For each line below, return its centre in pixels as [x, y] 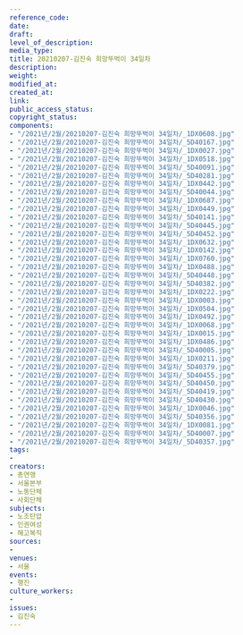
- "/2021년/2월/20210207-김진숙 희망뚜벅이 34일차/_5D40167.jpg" [122, 142]
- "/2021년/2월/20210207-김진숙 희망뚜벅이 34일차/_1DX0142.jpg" [122, 250]
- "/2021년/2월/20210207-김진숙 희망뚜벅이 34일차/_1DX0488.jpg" [122, 267]
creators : [28, 467]
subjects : [28, 508]
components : [31, 126]
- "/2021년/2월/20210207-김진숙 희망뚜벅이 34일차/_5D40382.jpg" [122, 284]
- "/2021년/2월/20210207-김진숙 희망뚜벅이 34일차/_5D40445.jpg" [122, 225]
